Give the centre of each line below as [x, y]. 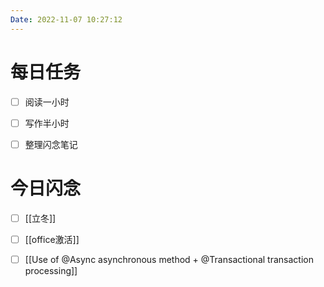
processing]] [51, 270]
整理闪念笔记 [51, 144]
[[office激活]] [52, 239]
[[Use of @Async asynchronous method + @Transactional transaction [169, 259]
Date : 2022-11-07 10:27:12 [66, 19]
